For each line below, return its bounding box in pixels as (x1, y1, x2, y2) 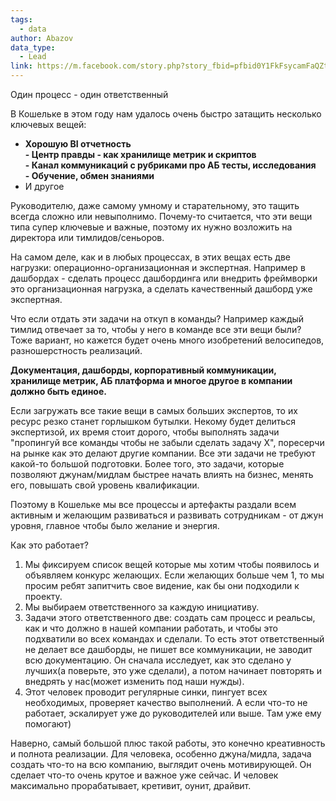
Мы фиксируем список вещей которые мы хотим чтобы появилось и (24, 559, 320, 570)
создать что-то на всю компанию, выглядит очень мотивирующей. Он (10, 759, 312, 770)
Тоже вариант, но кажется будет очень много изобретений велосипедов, (10, 334, 325, 346)
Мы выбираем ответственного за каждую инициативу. (24, 601, 260, 613)
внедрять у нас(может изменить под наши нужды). (24, 676, 245, 687)
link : (10, 61, 33, 71)
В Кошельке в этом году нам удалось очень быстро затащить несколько (10, 108, 322, 120)
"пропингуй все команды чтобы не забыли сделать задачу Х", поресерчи (10, 437, 325, 448)
